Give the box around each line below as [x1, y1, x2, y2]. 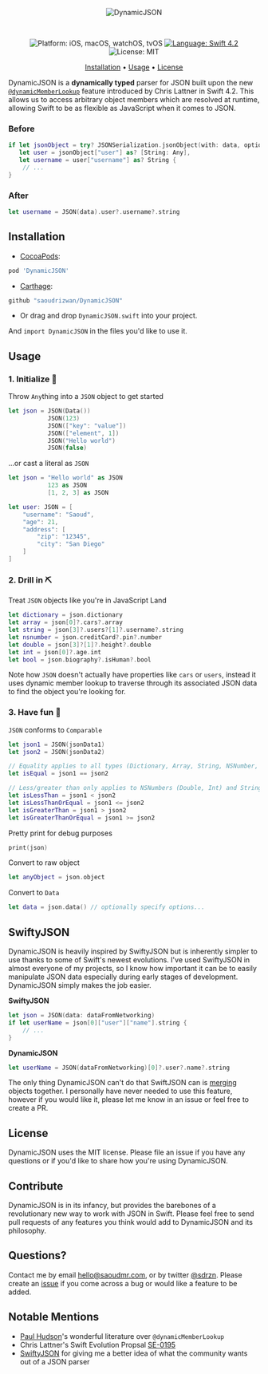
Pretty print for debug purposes [8, 828, 113, 838]
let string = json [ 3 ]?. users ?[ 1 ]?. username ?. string [8, 626, 183, 634]
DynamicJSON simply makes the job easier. [8, 981, 152, 989]
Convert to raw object [8, 858, 80, 867]
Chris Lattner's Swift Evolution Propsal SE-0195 [19, 1340, 176, 1349]
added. [8, 1287, 32, 1297]
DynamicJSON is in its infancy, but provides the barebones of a [8, 1201, 217, 1210]
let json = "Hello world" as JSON [8, 474, 124, 482]
